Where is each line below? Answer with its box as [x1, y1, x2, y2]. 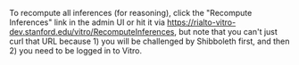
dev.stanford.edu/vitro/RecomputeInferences [9, 27, 175, 37]
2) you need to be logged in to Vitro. [9, 45, 143, 56]
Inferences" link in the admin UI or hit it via [9, 17, 165, 28]
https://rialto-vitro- [166, 17, 237, 28]
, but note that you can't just [173, 27, 278, 37]
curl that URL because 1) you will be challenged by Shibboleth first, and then [9, 36, 290, 46]
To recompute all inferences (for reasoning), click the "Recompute [9, 8, 253, 18]
